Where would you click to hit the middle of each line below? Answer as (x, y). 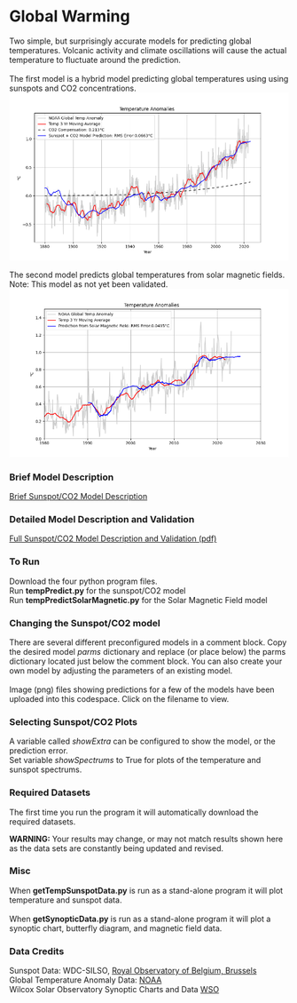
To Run (24, 561)
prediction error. (39, 751)
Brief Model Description (62, 477)
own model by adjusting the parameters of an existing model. (121, 670)
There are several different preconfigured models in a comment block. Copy (148, 642)
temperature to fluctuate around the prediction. (95, 60)
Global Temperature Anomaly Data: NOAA (86, 980)
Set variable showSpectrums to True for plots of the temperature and (135, 760)
